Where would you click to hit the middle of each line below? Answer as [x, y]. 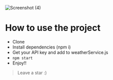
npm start [23, 58]
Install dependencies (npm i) [42, 47]
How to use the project [53, 28]
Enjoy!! [19, 63]
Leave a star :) [32, 72]
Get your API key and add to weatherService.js [60, 52]
